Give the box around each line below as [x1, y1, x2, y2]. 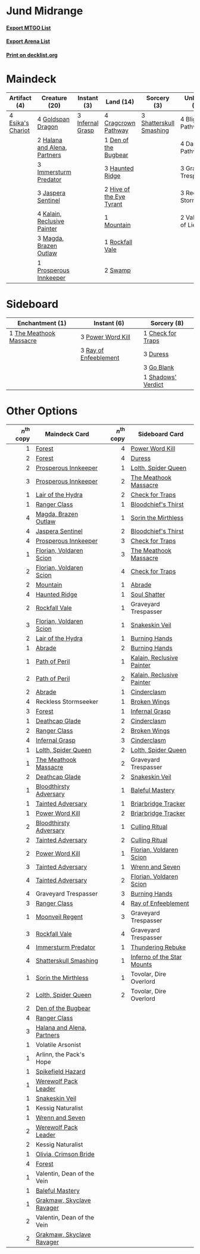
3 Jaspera [37, 189, 65, 197]
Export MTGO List [6, 24, 51, 31]
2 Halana [37, 136, 62, 144]
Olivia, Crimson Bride [35, 1150, 95, 1159]
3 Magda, [37, 234, 64, 242]
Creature [41, 93, 67, 102]
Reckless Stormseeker [35, 698, 99, 706]
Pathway [104, 126, 129, 135]
